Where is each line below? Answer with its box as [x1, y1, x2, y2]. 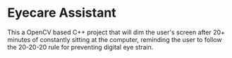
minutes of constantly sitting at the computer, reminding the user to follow [7, 35, 222, 43]
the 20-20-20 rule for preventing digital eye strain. [7, 43, 154, 51]
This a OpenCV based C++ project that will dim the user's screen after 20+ [7, 28, 226, 36]
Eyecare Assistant [7, 5, 116, 21]
